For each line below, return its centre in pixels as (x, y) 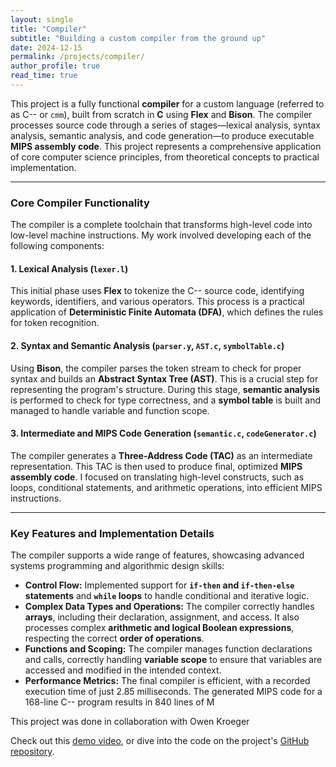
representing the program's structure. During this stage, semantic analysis (165, 389)
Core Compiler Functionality (80, 203)
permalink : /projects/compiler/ (77, 57)
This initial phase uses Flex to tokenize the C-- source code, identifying (157, 291)
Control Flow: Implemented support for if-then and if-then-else (159, 585)
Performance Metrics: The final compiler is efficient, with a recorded (167, 681)
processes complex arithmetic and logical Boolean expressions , (159, 628)
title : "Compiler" (48, 29)
